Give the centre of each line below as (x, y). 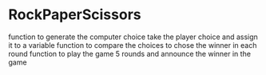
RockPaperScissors (75, 15)
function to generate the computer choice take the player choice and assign (133, 37)
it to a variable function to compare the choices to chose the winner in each (133, 45)
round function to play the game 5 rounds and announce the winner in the (130, 53)
